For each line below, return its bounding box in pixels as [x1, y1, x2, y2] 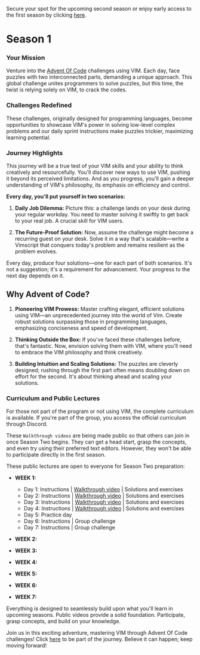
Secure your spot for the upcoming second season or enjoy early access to [6, 5, 192, 12]
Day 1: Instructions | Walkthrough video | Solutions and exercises [23, 486, 183, 493]
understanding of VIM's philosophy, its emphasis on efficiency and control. [6, 182, 190, 189]
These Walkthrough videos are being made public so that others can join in [6, 432, 190, 439]
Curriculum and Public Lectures [6, 394, 100, 402]
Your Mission [6, 54, 45, 62]
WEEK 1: [14, 475, 36, 482]
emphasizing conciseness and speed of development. [14, 324, 148, 331]
